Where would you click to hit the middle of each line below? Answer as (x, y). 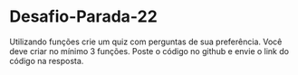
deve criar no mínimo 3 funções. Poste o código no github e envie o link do (149, 51)
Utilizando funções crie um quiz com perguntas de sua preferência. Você (146, 42)
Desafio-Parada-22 (84, 17)
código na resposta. (47, 61)
